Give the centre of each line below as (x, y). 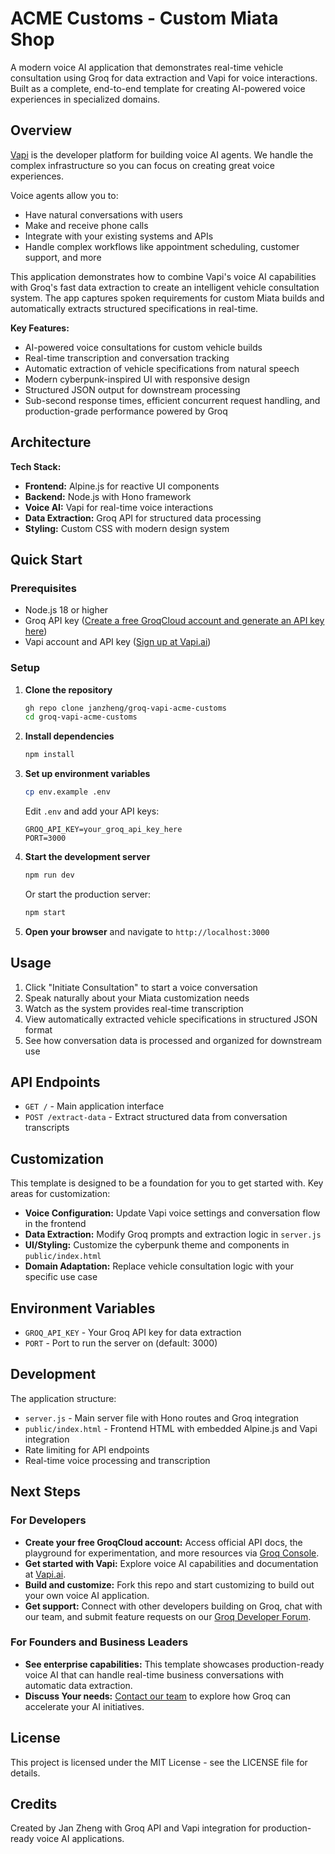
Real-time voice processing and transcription (117, 1460)
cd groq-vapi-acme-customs (81, 717)
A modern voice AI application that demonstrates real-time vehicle (147, 67)
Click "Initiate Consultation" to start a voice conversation (141, 987)
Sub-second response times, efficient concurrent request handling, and (172, 400)
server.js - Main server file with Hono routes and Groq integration (162, 1418)
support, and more (63, 257)
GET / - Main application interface (94, 1106)
